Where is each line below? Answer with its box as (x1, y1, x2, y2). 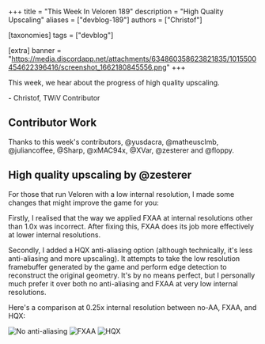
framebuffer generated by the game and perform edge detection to (8, 262, 227, 271)
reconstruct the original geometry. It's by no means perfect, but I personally (8, 270, 256, 280)
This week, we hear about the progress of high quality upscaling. (8, 78, 220, 87)
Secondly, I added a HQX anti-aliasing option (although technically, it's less (8, 245, 253, 255)
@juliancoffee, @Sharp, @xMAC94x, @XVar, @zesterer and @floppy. (8, 146, 235, 155)
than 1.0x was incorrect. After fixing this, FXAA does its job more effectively (8, 221, 255, 231)
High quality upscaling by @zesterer (8, 168, 192, 182)
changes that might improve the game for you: (8, 198, 160, 207)
